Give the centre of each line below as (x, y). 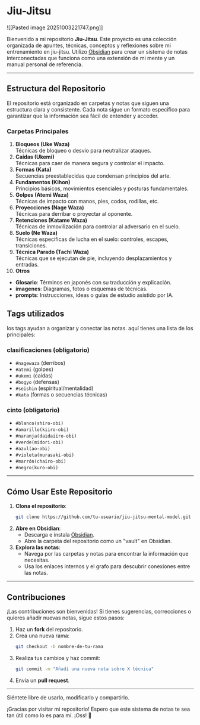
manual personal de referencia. (45, 64)
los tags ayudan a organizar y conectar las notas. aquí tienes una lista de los (100, 328)
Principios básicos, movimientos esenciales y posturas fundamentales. (102, 188)
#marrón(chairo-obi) (41, 461)
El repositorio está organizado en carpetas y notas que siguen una (88, 103)
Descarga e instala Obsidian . (59, 535)
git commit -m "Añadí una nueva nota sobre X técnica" (85, 669)
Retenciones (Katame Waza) (51, 220)
